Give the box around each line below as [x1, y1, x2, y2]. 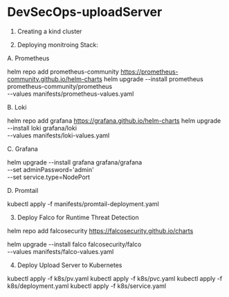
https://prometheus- [120, 67, 178, 76]
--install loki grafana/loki [7, 124, 77, 132]
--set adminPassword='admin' [7, 165, 95, 173]
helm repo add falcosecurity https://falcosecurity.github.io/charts [7, 226, 194, 235]
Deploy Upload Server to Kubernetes [17, 261, 122, 269]
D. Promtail [7, 186, 39, 194]
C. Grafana [7, 144, 38, 153]
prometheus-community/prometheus [7, 82, 113, 90]
